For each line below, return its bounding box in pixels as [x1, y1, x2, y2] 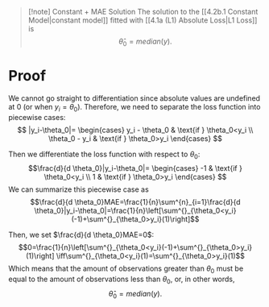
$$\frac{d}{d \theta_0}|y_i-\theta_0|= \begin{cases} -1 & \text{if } [27, 164, 243, 173]
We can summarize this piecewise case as [8, 185, 149, 194]
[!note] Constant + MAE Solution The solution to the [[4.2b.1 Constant [27, 7, 259, 16]
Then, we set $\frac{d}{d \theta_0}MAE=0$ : [8, 230, 155, 240]
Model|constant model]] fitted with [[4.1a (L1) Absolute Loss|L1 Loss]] [27, 15, 258, 25]
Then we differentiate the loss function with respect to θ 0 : [8, 149, 201, 160]
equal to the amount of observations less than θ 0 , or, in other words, [8, 274, 235, 285]
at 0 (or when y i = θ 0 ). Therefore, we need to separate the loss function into [8, 102, 261, 114]
